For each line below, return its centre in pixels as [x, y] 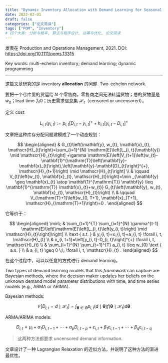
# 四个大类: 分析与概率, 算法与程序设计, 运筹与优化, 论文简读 [63, 33]
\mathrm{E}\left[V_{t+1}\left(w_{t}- [123, 155]
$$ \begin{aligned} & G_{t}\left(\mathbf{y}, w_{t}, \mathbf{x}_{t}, [84, 145]
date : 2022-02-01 [23, 15]
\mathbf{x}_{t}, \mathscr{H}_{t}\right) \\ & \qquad [84, 193]
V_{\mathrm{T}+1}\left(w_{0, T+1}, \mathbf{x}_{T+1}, [84, 198]
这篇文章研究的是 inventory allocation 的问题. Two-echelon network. [76, 84]
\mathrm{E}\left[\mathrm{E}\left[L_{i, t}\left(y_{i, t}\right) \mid [84, 229]
